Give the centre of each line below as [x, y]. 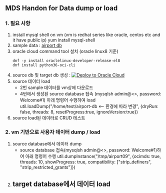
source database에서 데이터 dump [47, 143]
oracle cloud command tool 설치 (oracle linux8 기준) [65, 51]
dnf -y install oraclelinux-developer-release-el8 [66, 60]
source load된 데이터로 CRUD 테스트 [49, 117]
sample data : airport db [37, 45]
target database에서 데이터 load [61, 184]
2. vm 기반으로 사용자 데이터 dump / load [53, 132]
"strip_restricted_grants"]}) [48, 167]
